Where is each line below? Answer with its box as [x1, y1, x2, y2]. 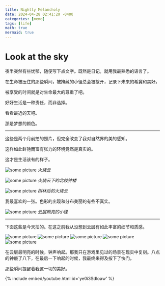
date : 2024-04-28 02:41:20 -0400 [5, 12, 74, 17]
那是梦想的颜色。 [5, 120, 40, 126]
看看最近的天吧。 [5, 110, 40, 116]
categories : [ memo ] [5, 16, 45, 21]
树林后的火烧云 [37, 188, 68, 193]
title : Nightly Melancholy [5, 7, 60, 12]
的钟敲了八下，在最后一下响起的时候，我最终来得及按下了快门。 [5, 255, 134, 261]
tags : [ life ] [5, 21, 32, 26]
